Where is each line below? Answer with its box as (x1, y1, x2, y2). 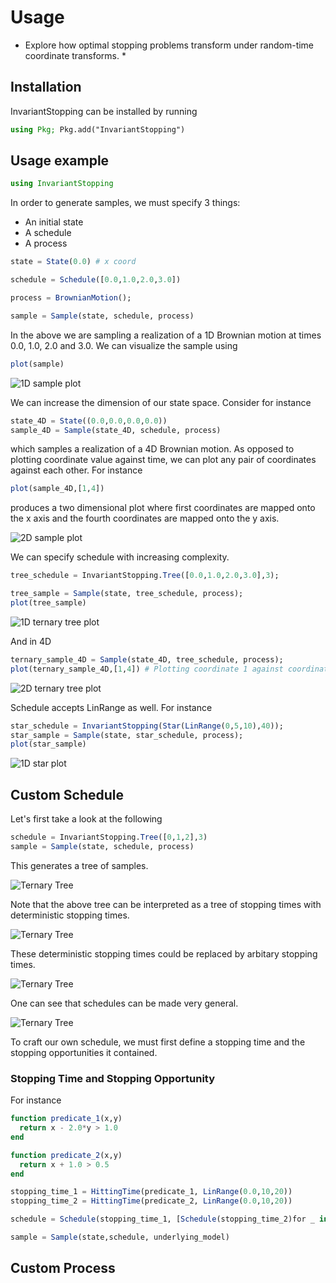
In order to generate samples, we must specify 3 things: (10, 197, 241, 209)
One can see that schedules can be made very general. (10, 997, 239, 1009)
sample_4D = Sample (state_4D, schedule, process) (10, 425, 222, 435)
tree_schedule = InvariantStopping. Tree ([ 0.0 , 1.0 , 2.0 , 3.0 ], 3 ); (10, 571, 280, 581)
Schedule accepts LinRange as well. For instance (10, 701, 213, 713)
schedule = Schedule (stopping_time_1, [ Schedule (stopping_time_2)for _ (10, 1214, 315, 1225)
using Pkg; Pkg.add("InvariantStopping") (10, 124, 186, 135)
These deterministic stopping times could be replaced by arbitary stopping (10, 947, 318, 960)
